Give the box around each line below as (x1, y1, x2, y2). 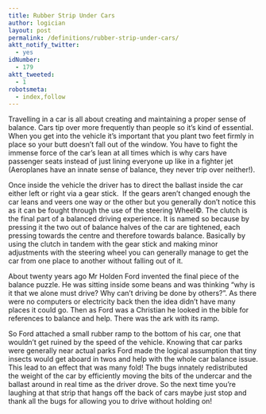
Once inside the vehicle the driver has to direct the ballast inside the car (8, 180, 244, 190)
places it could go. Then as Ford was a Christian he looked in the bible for (8, 305, 249, 315)
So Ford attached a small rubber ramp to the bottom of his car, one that (8, 329, 241, 339)
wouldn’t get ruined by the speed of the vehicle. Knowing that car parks (8, 338, 243, 347)
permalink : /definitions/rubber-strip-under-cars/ (8, 33, 179, 42)
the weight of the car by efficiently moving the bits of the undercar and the (8, 371, 253, 381)
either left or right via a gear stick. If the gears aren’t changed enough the (8, 189, 251, 198)
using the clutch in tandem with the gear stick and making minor (8, 240, 218, 249)
